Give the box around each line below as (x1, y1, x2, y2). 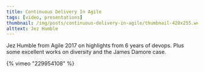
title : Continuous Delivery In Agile (6, 8, 102, 15)
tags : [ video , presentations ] (6, 14, 83, 20)
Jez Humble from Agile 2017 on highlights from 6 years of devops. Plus (6, 42, 184, 49)
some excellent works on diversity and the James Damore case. (6, 49, 166, 56)
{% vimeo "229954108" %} (6, 60, 75, 67)
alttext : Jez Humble (6, 25, 59, 32)
